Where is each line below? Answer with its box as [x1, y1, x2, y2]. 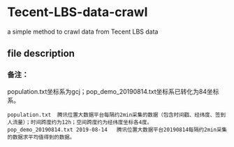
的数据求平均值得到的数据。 [7, 134, 75, 141]
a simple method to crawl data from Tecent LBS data [7, 27, 159, 36]
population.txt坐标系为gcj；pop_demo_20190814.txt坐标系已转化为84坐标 [7, 87, 219, 95]
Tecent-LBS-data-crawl [7, 4, 148, 20]
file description [7, 48, 75, 59]
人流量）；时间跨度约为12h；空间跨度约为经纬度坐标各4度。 [7, 118, 152, 126]
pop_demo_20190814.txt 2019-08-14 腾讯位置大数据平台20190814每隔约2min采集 [7, 126, 227, 133]
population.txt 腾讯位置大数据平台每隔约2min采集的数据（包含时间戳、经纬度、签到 [7, 111, 226, 118]
